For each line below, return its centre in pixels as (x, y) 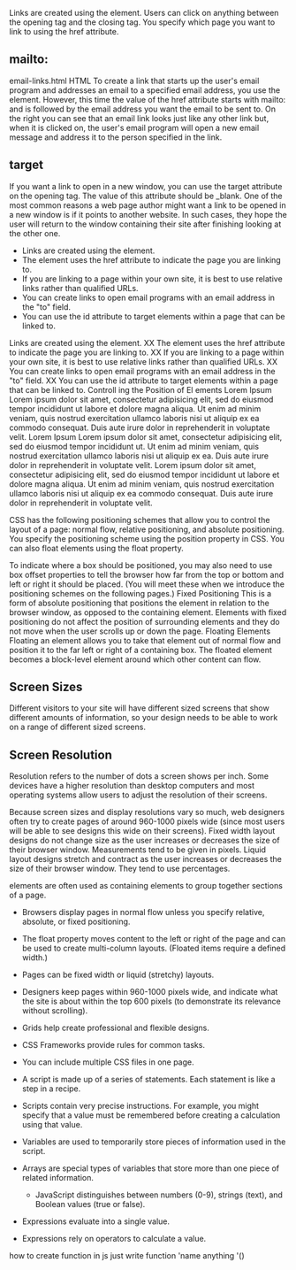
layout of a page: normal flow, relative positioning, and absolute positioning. (147, 529)
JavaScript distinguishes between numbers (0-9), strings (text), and (159, 1195)
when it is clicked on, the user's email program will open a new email (134, 127)
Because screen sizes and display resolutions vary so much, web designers (147, 812)
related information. (58, 1178)
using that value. (52, 1125)
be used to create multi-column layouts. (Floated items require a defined (154, 948)
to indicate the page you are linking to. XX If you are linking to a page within (147, 352)
